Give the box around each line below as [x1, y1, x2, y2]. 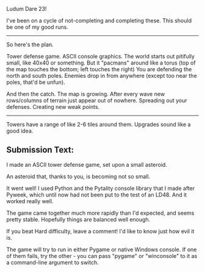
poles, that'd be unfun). [6, 78, 65, 86]
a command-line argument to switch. [6, 259, 99, 266]
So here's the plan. [6, 41, 54, 48]
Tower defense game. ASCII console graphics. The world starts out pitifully [6, 53, 195, 60]
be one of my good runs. [6, 24, 68, 30]
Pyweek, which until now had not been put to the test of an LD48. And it [6, 191, 187, 198]
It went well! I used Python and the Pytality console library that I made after [6, 184, 195, 192]
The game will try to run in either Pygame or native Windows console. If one [6, 246, 197, 253]
